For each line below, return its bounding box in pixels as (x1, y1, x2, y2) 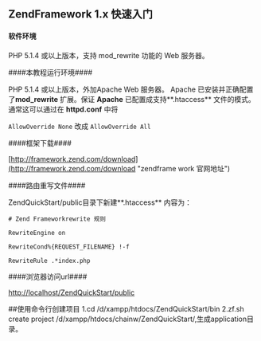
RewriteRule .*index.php (8, 257, 91, 265)
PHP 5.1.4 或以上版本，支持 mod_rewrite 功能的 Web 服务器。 (8, 50, 209, 60)
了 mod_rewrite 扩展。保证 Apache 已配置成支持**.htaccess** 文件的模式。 (8, 94, 256, 104)
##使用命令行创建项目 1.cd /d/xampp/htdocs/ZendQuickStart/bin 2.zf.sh (8, 304, 244, 313)
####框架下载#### (8, 138, 72, 147)
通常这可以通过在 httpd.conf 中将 (8, 104, 119, 114)
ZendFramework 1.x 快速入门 (8, 7, 154, 22)
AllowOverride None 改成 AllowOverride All (8, 121, 151, 131)
